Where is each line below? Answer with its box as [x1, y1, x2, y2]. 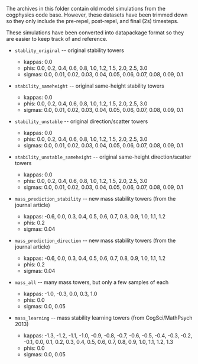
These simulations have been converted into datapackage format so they [6, 29, 184, 36]
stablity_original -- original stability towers [14, 47, 124, 54]
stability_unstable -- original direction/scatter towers [14, 118, 148, 125]
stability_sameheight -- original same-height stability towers [14, 82, 164, 89]
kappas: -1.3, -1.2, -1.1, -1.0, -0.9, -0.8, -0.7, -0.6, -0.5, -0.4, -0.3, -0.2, [23, 332, 193, 339]
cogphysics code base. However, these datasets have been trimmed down [6, 11, 188, 18]
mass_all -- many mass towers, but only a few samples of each [14, 279, 169, 286]
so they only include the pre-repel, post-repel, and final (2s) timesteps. [6, 18, 179, 24]
